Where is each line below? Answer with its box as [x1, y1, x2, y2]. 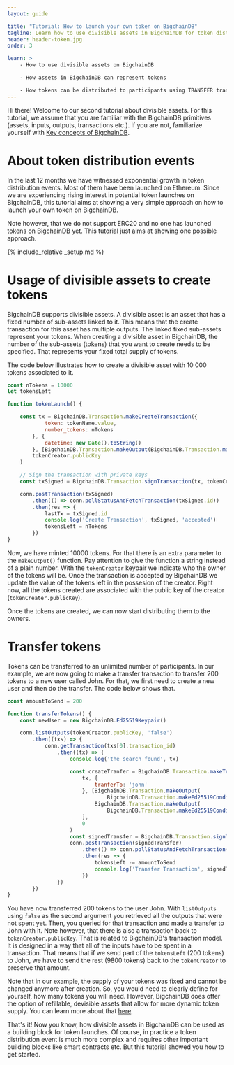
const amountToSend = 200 [7, 697, 82, 705]
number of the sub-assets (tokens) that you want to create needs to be [7, 340, 211, 348]
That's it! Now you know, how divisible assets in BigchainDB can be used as [7, 1020, 225, 1029]
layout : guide [7, 10, 49, 17]
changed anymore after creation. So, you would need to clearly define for [7, 985, 218, 993]
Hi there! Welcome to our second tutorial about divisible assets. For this [7, 106, 212, 114]
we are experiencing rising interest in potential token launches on [7, 190, 195, 199]
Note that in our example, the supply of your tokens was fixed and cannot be [7, 977, 227, 986]
